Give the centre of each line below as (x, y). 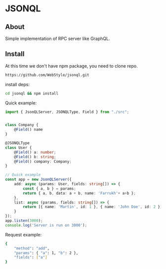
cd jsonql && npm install (32, 93)
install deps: (18, 84)
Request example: (23, 235)
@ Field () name (28, 130)
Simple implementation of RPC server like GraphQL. (58, 38)
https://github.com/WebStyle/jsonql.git (47, 75)
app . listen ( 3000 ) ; (24, 221)
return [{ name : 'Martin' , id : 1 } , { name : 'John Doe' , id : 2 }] (93, 207)
